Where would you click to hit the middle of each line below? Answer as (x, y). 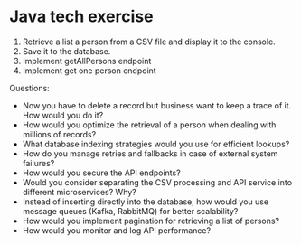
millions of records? (59, 134)
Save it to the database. (66, 51)
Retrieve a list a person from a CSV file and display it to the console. (149, 42)
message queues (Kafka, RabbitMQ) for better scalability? (130, 211)
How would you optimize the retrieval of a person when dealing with (149, 125)
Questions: (29, 88)
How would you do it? (63, 115)
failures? (38, 163)
